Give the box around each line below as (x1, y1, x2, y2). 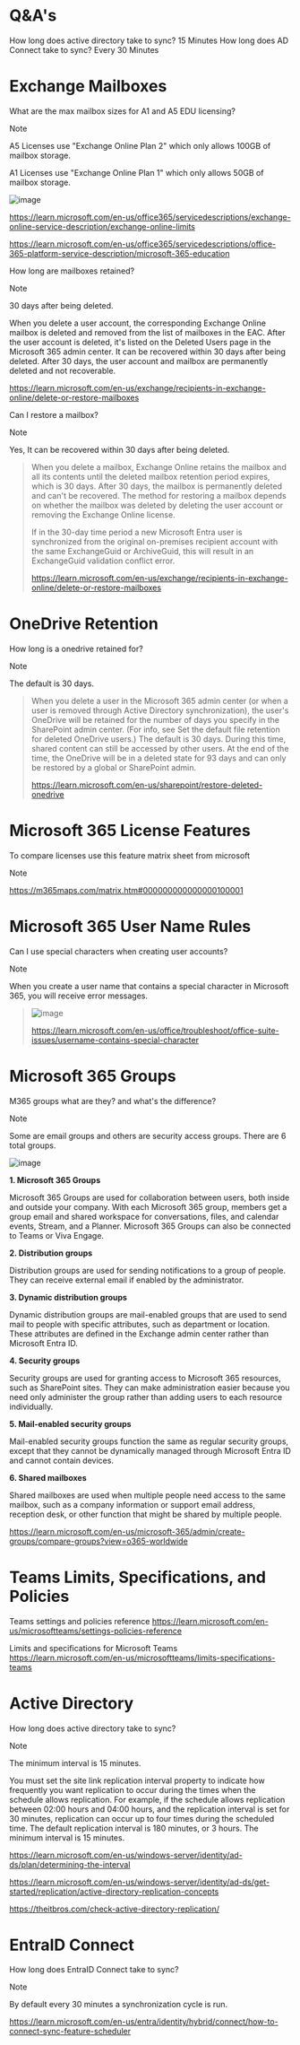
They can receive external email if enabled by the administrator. (9, 1275, 244, 1285)
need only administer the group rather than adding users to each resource (9, 1391, 283, 1402)
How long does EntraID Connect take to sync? (9, 1964, 179, 1975)
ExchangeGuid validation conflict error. (30, 555, 176, 566)
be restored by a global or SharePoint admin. (30, 761, 197, 772)
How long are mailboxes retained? (9, 265, 135, 276)
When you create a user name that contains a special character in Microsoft (9, 980, 289, 991)
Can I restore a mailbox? (9, 409, 99, 420)
